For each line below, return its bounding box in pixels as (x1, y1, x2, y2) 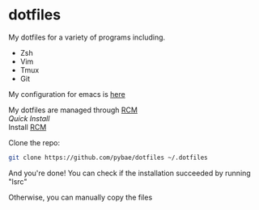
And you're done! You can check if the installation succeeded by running (8, 168, 251, 178)
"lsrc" (8, 176, 28, 187)
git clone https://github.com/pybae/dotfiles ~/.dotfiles (8, 153, 208, 162)
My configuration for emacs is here (8, 89, 125, 99)
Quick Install (8, 113, 50, 123)
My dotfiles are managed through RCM (8, 105, 138, 115)
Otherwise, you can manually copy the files (8, 192, 153, 202)
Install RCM (8, 122, 47, 132)
